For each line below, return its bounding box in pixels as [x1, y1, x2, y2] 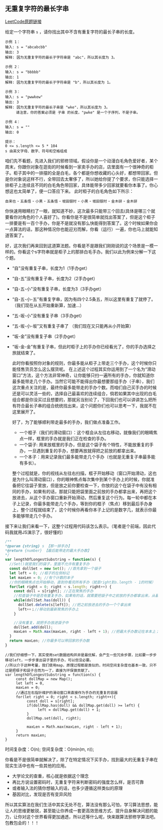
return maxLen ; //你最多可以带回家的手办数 [9, 638, 90, 644]
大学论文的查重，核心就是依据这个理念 [12, 773, 89, 779]
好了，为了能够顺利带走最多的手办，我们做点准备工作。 [12, 419, 123, 425]
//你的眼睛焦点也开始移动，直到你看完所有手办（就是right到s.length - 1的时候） [9, 580, 156, 585]
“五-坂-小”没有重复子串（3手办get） [12, 313, 84, 318]
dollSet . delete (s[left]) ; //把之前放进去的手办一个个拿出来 [17, 603, 131, 608]
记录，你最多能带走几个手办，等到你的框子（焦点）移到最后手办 [20, 500, 148, 506]
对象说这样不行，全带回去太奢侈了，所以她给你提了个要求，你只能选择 [13, 176, 154, 182]
